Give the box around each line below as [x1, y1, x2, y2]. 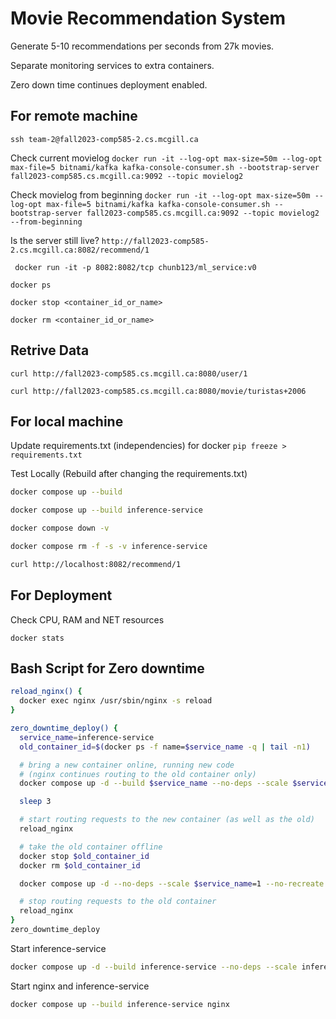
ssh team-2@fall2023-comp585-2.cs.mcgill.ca [10, 134, 199, 144]
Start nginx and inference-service [10, 980, 150, 992]
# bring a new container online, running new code [19, 760, 235, 770]
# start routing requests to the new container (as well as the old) [19, 815, 315, 825]
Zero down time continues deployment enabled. [10, 78, 208, 91]
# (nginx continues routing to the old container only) [19, 769, 257, 779]
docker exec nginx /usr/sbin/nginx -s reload [19, 696, 213, 706]
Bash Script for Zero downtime [10, 660, 205, 677]
